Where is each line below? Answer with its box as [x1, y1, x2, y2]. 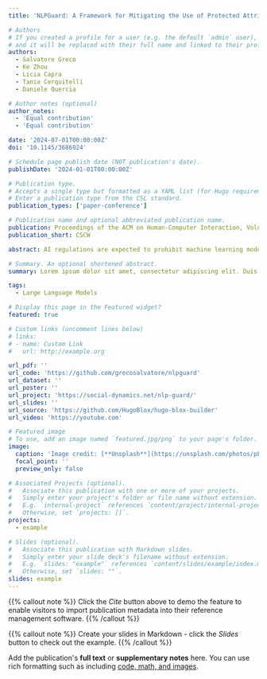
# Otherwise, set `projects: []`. [8, 509, 130, 517]
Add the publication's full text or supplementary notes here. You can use [8, 653, 250, 662]
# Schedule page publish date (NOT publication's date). [8, 158, 201, 166]
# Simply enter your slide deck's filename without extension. [8, 552, 229, 561]
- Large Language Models [15, 289, 98, 297]
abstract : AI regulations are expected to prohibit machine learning [8, 245, 244, 253]
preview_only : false [15, 465, 83, 473]
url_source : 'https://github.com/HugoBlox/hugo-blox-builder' [8, 406, 219, 414]
